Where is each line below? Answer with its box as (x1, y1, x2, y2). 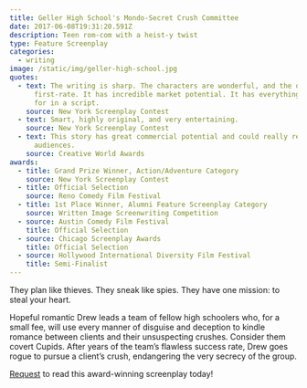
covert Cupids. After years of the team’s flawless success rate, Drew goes (9, 341, 289, 351)
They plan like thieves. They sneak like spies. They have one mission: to (9, 285, 281, 295)
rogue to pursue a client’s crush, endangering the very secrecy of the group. (9, 351, 297, 362)
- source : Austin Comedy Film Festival (17, 216, 170, 226)
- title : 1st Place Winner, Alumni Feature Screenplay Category (17, 200, 268, 210)
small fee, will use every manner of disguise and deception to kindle (9, 321, 266, 332)
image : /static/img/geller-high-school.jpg (9, 65, 178, 74)
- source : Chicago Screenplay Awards (17, 234, 162, 243)
